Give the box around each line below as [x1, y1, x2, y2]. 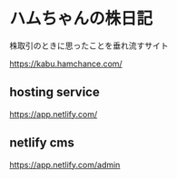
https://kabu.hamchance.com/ [9, 58, 123, 69]
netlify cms [9, 135, 74, 151]
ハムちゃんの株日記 [9, 8, 153, 29]
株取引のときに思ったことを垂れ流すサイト [9, 40, 169, 51]
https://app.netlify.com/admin [9, 159, 121, 170]
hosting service [9, 85, 100, 100]
